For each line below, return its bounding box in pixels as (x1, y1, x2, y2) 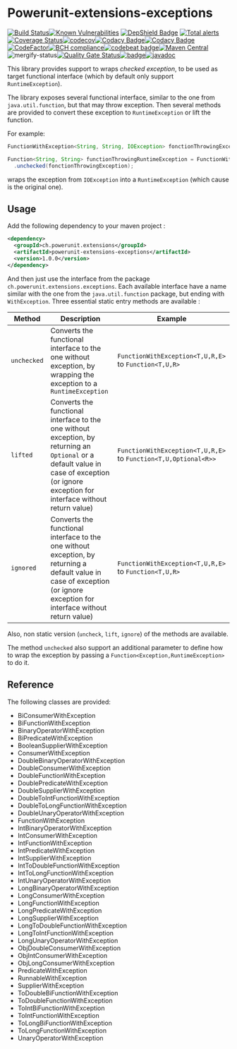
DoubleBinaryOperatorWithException (17, 756, 126, 765)
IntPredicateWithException (17, 846, 95, 855)
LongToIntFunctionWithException (17, 928, 114, 937)
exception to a (50, 378, 97, 388)
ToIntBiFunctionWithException (17, 1004, 105, 1012)
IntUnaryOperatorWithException (17, 876, 111, 885)
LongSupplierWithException (17, 913, 99, 922)
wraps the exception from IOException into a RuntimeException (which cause (7, 175, 229, 184)
